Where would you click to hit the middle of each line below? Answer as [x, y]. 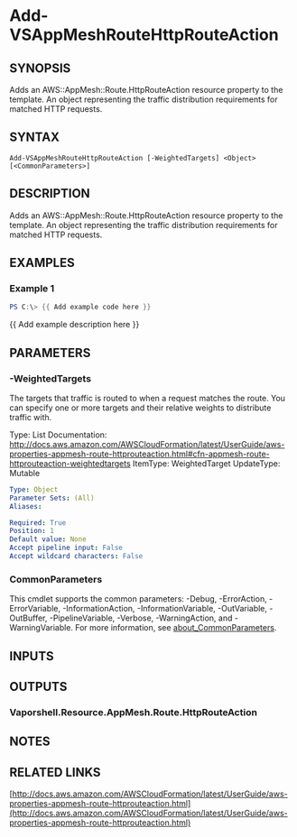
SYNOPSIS [40, 68]
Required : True [38, 523]
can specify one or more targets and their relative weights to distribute [140, 408]
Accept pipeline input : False [66, 548]
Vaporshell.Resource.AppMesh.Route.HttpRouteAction [133, 712]
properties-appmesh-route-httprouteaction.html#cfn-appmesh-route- [140, 454]
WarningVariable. [42, 628]
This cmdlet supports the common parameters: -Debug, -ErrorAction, [139, 599]
